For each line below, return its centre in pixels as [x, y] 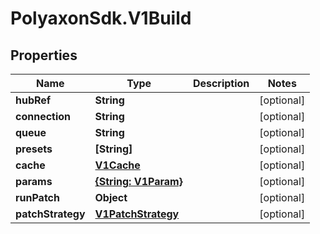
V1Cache [117, 165]
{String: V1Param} [138, 181]
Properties [44, 55]
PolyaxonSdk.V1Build [101, 18]
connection [43, 116]
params [34, 181]
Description [221, 83]
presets [34, 149]
